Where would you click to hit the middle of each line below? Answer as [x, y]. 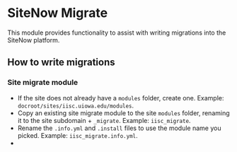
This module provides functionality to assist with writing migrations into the [117, 33]
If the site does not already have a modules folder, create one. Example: [121, 98]
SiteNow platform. [34, 40]
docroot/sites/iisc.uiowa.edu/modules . [76, 105]
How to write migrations [61, 63]
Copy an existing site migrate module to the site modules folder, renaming [123, 113]
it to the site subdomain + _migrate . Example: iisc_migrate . [104, 120]
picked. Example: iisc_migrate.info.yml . [77, 135]
